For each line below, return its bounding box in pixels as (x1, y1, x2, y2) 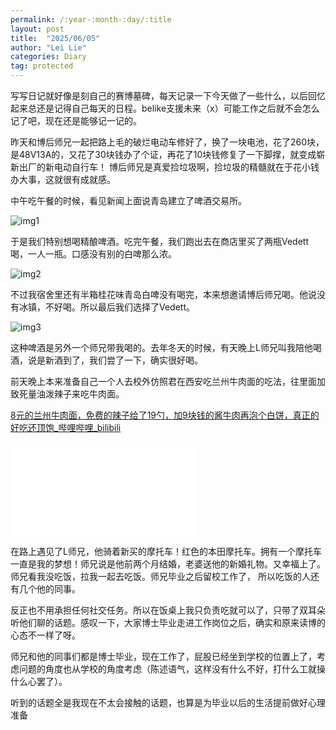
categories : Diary (10, 52, 87, 62)
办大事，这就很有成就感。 (10, 174, 116, 185)
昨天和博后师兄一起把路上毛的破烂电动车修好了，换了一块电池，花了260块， (10, 136, 325, 148)
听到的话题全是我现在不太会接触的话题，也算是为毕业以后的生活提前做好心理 (10, 697, 326, 708)
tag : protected (10, 61, 74, 71)
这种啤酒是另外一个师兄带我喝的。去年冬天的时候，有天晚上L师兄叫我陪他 (10, 342, 313, 353)
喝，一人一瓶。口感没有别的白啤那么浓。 (10, 248, 177, 260)
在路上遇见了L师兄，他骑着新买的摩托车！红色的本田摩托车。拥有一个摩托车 (10, 546, 322, 557)
